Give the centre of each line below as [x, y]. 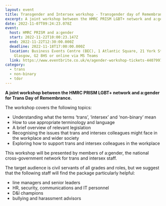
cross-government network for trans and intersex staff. [61, 158]
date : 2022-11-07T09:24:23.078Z [38, 23]
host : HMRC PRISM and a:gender [42, 33]
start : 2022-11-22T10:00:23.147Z [44, 38]
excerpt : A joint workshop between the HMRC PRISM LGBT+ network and [78, 19]
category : [15, 65]
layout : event [20, 10]
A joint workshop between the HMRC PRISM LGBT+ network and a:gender [82, 92]
